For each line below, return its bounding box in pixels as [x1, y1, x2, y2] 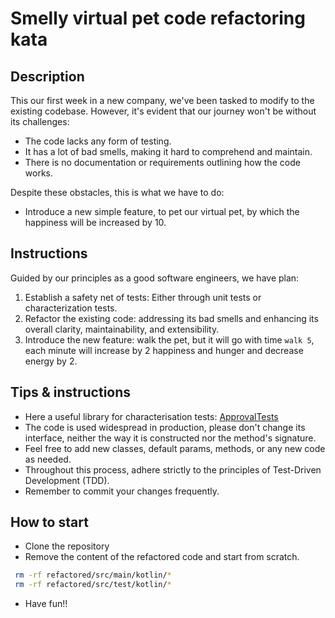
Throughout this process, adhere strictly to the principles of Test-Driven [24, 463, 322, 476]
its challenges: [10, 116, 70, 127]
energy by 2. [24, 355, 78, 367]
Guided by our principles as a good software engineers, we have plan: [10, 272, 300, 284]
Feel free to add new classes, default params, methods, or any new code [24, 442, 326, 454]
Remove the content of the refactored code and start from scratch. [24, 551, 300, 563]
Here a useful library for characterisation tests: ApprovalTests [24, 410, 279, 422]
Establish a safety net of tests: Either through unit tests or [24, 291, 262, 303]
